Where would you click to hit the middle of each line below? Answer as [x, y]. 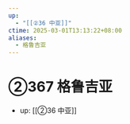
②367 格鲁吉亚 [61, 87]
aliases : [23, 38]
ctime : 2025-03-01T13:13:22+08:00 [65, 30]
